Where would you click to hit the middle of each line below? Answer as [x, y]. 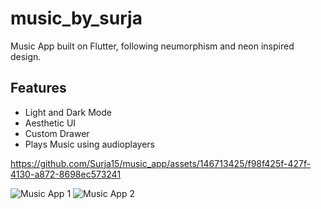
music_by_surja [76, 18]
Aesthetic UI [50, 123]
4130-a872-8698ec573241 [66, 174]
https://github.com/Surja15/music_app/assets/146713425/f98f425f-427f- [161, 163]
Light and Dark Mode [68, 112]
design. [26, 56]
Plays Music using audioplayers [90, 144]
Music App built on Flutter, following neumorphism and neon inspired [152, 46]
